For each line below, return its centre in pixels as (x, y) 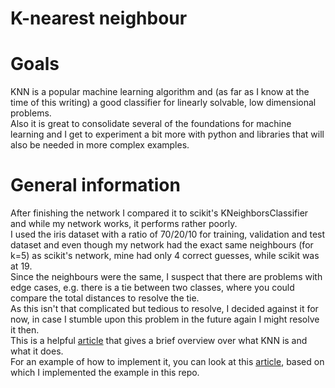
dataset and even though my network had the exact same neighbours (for (162, 245)
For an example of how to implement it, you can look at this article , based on (167, 362)
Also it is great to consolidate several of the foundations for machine (151, 124)
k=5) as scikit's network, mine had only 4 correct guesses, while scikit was (165, 256)
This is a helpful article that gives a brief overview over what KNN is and (159, 341)
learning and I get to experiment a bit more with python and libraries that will (167, 134)
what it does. (37, 351)
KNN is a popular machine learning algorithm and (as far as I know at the (160, 92)
